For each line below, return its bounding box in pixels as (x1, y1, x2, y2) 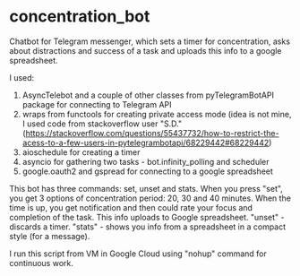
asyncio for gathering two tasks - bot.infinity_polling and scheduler (21, 156, 270, 167)
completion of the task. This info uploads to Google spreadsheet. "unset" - (9, 211, 285, 222)
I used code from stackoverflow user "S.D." (21, 118, 182, 129)
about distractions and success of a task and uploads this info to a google (9, 45, 282, 56)
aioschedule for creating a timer (21, 146, 141, 158)
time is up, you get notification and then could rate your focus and (9, 202, 253, 212)
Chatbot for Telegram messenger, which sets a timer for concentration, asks (9, 36, 291, 47)
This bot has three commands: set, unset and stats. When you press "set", (9, 183, 284, 194)
